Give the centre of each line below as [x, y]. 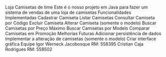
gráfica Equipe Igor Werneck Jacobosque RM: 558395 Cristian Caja [74, 44]
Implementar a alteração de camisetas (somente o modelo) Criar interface [81, 39]
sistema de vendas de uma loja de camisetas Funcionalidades [68, 12]
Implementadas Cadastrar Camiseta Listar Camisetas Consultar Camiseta [80, 18]
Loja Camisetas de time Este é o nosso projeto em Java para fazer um [77, 7]
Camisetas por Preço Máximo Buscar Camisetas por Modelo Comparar [78, 28]
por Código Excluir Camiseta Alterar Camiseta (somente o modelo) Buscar [81, 23]
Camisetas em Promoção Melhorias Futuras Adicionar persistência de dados [83, 33]
